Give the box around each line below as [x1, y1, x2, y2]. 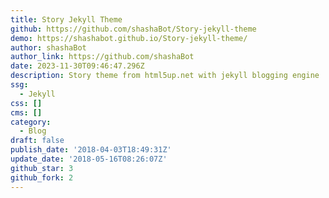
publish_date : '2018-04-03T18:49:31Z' [10, 145, 172, 155]
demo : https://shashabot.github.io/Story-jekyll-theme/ [10, 33, 248, 43]
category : [10, 117, 52, 127]
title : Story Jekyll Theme [10, 14, 123, 25]
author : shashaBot [10, 42, 87, 53]
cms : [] [10, 107, 43, 118]
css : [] [10, 98, 43, 108]
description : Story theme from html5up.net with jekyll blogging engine [10, 71, 320, 81]
